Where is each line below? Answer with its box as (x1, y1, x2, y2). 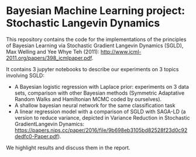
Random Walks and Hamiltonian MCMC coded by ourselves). (14, 95, 162, 103)
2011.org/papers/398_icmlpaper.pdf (6, 54, 92, 61)
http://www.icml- (100, 48, 142, 55)
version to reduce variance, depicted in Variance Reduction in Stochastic (14, 114, 190, 121)
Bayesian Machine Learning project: (6, 4, 185, 18)
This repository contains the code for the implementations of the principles (6, 36, 187, 43)
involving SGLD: (6, 72, 45, 79)
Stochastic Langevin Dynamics (6, 16, 160, 30)
